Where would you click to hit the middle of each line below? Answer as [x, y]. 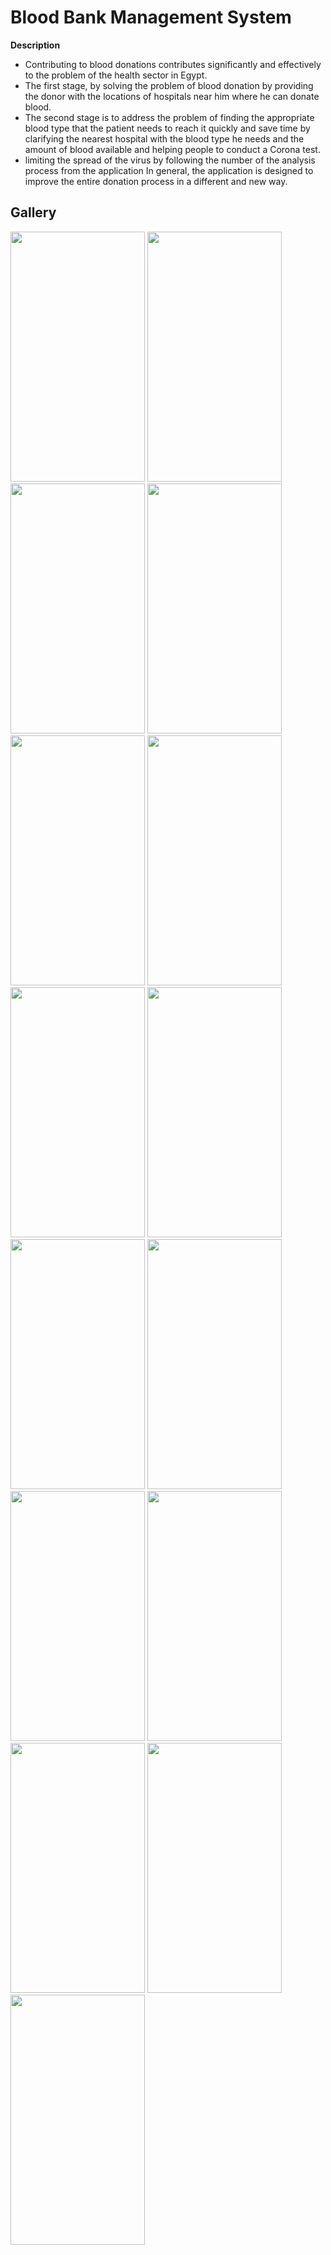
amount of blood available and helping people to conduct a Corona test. [172, 149]
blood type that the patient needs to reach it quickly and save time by [167, 128]
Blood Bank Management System [151, 17]
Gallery [33, 212]
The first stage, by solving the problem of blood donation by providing [169, 85]
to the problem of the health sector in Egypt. [116, 75]
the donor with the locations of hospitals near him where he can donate [172, 96]
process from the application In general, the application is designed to [169, 170]
